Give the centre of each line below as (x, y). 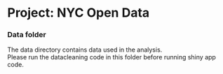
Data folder (27, 35)
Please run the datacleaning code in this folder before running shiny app (111, 57)
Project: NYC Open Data (79, 13)
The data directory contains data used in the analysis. (85, 50)
